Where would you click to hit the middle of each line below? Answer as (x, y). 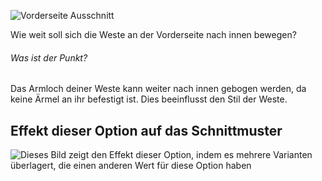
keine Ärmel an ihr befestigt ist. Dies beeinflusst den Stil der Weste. (149, 99)
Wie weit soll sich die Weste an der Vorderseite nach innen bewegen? (153, 34)
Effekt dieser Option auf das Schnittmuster (146, 130)
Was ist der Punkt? (49, 57)
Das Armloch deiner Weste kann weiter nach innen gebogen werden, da (158, 89)
